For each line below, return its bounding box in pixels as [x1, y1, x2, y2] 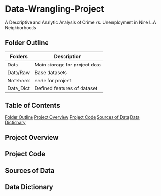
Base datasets [34, 69, 67, 76]
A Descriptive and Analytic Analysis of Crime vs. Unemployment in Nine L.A [5, 19, 156, 25]
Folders [9, 53, 28, 60]
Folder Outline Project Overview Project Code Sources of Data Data [5, 114, 140, 120]
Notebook [7, 77, 30, 83]
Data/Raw [7, 69, 30, 76]
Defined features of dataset [34, 85, 97, 92]
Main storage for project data [34, 61, 101, 68]
